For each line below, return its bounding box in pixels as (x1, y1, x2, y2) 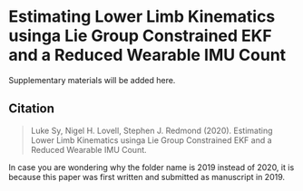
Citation (8, 101, 55, 117)
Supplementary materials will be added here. (8, 74, 176, 85)
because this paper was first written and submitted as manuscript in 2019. (8, 171, 286, 182)
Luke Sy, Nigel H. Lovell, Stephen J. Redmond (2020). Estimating (30, 125, 273, 136)
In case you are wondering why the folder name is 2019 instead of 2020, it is (8, 161, 295, 173)
